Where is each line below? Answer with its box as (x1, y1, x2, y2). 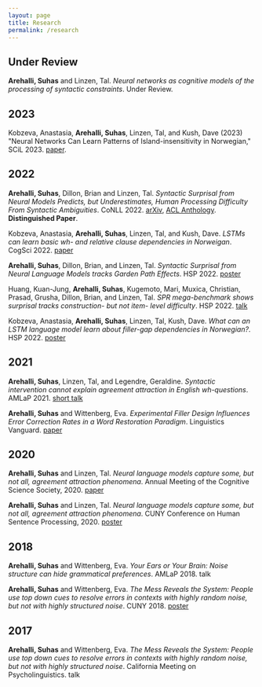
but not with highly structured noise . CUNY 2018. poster (8, 601, 189, 611)
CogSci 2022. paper (8, 245, 74, 255)
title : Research (8, 19, 61, 27)
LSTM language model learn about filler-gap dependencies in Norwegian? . (8, 324, 251, 334)
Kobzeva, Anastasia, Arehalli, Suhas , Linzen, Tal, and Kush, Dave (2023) (8, 128, 243, 138)
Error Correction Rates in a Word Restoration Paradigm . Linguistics (8, 417, 225, 426)
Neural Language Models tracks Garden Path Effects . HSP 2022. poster (8, 269, 242, 278)
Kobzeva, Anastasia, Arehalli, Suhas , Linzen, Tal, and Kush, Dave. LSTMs (8, 229, 246, 238)
